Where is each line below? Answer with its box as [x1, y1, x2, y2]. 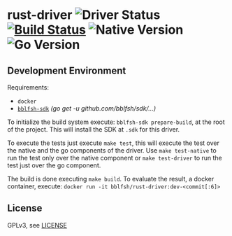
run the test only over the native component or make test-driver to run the [7, 154, 222, 162]
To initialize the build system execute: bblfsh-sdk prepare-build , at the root [7, 118, 225, 126]
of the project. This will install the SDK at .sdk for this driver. [7, 125, 180, 133]
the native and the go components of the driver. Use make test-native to [7, 146, 217, 154]
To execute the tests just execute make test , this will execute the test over [7, 139, 220, 147]
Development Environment [7, 64, 126, 76]
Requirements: [7, 83, 49, 91]
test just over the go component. [7, 161, 101, 169]
